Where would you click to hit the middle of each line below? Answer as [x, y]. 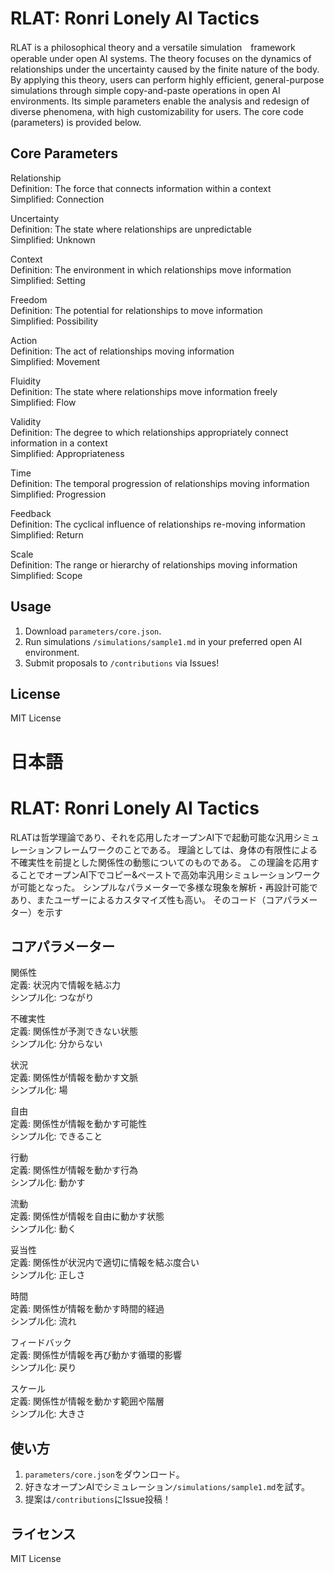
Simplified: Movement [55, 361]
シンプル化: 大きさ [48, 1414]
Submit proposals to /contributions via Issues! [122, 663]
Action [24, 340]
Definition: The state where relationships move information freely [144, 391]
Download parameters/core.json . [93, 631]
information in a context [59, 443]
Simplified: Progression [58, 494]
